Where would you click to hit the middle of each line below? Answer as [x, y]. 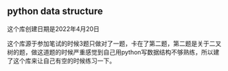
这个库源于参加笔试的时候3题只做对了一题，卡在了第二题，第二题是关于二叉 [114, 43]
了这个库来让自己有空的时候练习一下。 [61, 61]
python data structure [55, 11]
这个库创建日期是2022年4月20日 [53, 29]
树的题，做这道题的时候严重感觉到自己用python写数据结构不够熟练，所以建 [113, 52]
